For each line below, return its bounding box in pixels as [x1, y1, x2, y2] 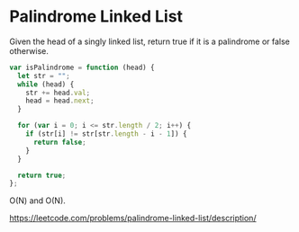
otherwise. [9, 45, 50, 56]
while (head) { [17, 79, 75, 89]
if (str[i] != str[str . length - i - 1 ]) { [25, 129, 187, 138]
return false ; [32, 138, 87, 147]
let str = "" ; [17, 71, 70, 80]
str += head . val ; [25, 88, 91, 97]
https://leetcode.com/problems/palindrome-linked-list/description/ [9, 213, 257, 224]
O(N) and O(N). [9, 195, 66, 206]
